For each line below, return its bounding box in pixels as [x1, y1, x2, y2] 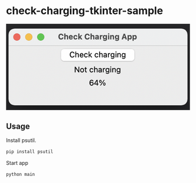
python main [6, 171, 35, 178]
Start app [6, 160, 29, 167]
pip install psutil [6, 149, 54, 155]
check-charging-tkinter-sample [6, 4, 163, 18]
